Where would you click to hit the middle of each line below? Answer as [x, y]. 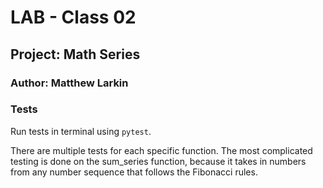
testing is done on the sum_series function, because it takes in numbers [158, 161]
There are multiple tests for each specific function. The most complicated [161, 150]
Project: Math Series [75, 54]
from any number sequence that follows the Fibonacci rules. [134, 172]
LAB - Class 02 [73, 17]
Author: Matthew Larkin [69, 83]
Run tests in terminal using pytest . [81, 131]
